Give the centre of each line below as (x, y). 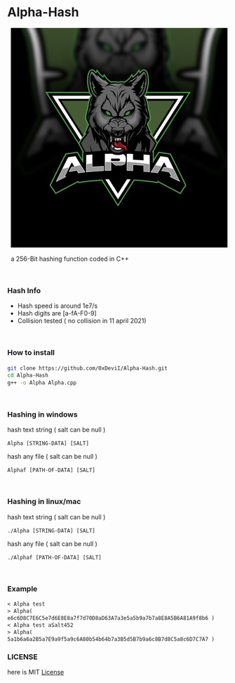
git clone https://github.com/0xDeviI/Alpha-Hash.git (88, 368)
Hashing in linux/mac (44, 502)
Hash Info (24, 290)
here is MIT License (36, 672)
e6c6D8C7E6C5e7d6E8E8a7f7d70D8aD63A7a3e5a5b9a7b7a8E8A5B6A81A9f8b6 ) (111, 618)
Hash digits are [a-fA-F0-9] (57, 313)
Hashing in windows (43, 415)
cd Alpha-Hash (28, 376)
